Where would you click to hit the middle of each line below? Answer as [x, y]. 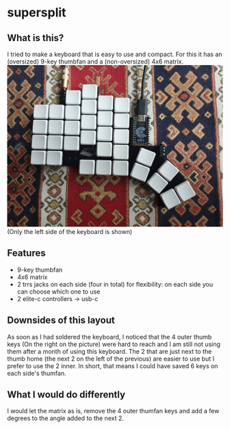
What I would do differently [66, 395]
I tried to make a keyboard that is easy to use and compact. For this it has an [115, 54]
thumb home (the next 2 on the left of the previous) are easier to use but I [111, 359]
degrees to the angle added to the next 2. [66, 418]
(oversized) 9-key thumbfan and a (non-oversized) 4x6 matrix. [95, 62]
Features [26, 253]
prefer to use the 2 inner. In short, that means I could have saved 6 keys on [113, 366]
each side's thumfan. [37, 373]
